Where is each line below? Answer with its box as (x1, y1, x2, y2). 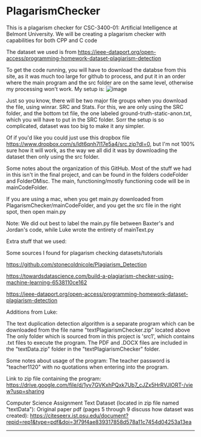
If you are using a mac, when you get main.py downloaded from (6, 195, 163, 202)
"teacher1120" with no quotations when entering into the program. (6, 363, 169, 371)
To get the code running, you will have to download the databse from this (6, 66, 187, 73)
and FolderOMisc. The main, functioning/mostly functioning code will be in (6, 177, 190, 184)
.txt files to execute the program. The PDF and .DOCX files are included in (6, 339, 188, 346)
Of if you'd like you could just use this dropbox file (6, 133, 130, 141)
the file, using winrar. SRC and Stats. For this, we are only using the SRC (6, 103, 184, 110)
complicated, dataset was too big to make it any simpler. (6, 122, 145, 129)
